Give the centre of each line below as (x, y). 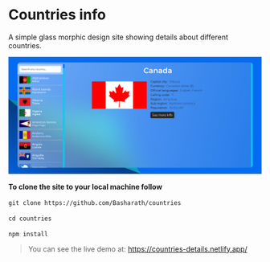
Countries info (57, 15)
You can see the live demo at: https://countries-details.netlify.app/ (137, 249)
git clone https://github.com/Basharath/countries (95, 203)
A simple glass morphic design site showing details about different (119, 37)
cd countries (30, 219)
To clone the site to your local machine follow (86, 186)
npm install (28, 234)
